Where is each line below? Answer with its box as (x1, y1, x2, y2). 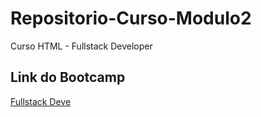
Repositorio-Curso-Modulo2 (10, 7, 252, 30)
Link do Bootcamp (10, 69, 126, 86)
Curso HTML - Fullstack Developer (10, 40, 153, 52)
